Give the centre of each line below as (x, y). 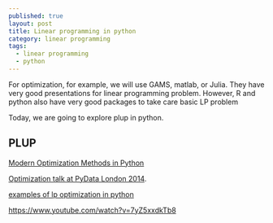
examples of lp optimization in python (71, 194)
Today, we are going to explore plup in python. (86, 117)
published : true (36, 16)
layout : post (30, 24)
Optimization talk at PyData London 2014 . (78, 178)
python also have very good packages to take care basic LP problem (123, 102)
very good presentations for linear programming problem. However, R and (132, 93)
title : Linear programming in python (72, 31)
